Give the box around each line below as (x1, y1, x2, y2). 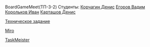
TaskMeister (5, 37, 30, 43)
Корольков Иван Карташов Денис (5, 9, 76, 15)
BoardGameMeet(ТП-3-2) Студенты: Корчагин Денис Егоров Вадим (5, 4, 146, 10)
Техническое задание (5, 19, 50, 24)
